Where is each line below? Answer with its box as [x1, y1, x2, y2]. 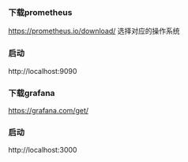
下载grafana [8, 87, 55, 98]
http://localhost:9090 [8, 66, 77, 75]
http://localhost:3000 [8, 145, 77, 155]
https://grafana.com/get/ [8, 105, 89, 115]
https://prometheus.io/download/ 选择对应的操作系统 [8, 26, 180, 36]
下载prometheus [8, 6, 73, 17]
